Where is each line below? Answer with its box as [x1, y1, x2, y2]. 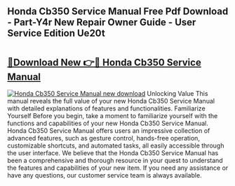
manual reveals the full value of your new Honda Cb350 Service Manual [7, 97, 215, 105]
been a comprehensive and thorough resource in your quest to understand [7, 157, 223, 164]
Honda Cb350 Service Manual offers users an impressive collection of [7, 127, 210, 135]
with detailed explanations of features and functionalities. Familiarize [7, 104, 206, 113]
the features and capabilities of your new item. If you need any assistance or [7, 164, 229, 172]
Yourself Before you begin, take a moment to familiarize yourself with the [7, 112, 218, 120]
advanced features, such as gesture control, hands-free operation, [7, 134, 200, 142]
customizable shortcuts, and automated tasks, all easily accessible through [7, 141, 224, 150]
